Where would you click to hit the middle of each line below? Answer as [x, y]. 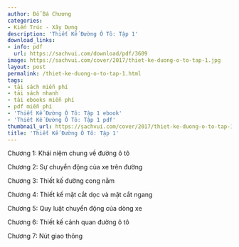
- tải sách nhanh [33, 93]
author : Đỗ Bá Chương [39, 14]
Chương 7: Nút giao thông [45, 236]
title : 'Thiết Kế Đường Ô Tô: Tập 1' [63, 133]
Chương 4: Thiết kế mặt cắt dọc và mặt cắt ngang [80, 195]
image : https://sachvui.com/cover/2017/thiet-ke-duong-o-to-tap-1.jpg [114, 61]
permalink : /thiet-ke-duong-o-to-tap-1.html [74, 73]
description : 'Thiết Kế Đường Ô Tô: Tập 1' [73, 34]
